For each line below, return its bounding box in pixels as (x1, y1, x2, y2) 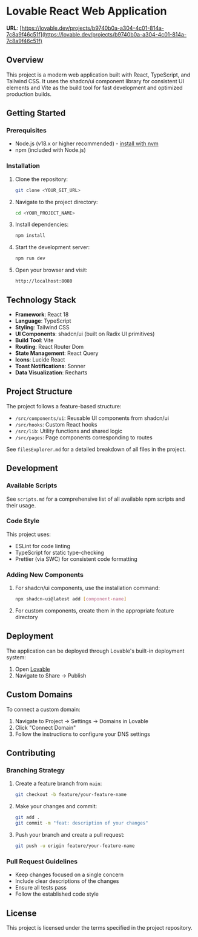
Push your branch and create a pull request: (15, 831, 125, 838)
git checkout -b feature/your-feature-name (15, 792, 127, 798)
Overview (6, 55, 44, 65)
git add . (15, 814, 41, 821)
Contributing (6, 748, 56, 758)
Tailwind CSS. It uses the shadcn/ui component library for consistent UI (6, 77, 185, 84)
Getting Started (6, 108, 66, 118)
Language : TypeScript (15, 317, 71, 324)
